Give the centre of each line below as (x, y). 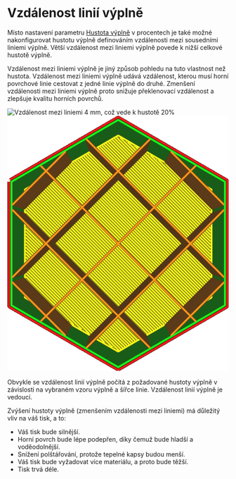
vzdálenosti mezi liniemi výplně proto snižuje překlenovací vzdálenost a (111, 91)
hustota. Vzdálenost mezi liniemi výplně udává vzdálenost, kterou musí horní (118, 76)
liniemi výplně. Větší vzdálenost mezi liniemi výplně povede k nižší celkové (115, 47)
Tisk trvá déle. (38, 469)
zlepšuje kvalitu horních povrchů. (55, 98)
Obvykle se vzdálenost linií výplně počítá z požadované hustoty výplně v (112, 382)
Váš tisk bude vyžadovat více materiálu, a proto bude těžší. (103, 461)
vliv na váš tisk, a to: (37, 418)
